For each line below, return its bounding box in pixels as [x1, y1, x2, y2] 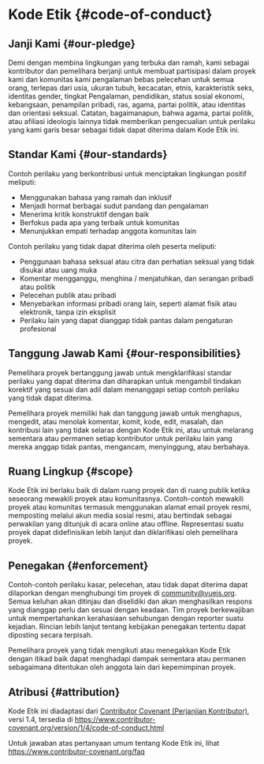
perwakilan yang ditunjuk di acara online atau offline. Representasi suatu [8, 519, 244, 529]
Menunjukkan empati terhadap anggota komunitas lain [19, 226, 197, 235]
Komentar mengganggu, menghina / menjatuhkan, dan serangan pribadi [19, 273, 254, 283]
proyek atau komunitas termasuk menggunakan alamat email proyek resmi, [8, 502, 252, 512]
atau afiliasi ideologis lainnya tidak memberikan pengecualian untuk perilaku [8, 117, 256, 126]
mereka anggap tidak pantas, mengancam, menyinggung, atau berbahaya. [8, 442, 251, 451]
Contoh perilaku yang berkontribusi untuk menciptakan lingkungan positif [8, 168, 247, 179]
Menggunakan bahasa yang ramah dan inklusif [19, 192, 172, 202]
